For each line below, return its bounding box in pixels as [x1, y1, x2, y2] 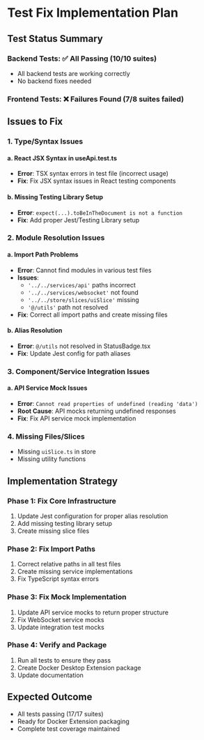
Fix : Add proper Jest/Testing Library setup [17, 216, 140, 224]
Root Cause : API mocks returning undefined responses [17, 407, 176, 415]
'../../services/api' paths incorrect [27, 280, 136, 289]
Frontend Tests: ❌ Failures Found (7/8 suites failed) [7, 94, 185, 104]
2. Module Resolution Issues [7, 233, 105, 243]
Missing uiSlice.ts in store [17, 448, 96, 456]
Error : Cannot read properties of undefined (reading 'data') [17, 399, 198, 407]
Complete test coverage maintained [17, 724, 120, 733]
